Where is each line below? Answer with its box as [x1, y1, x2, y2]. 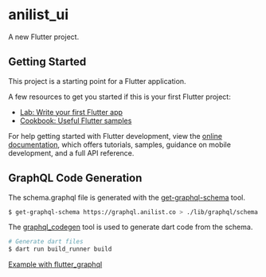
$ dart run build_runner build [8, 245, 112, 253]
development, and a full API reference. [8, 148, 135, 157]
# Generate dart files [8, 238, 84, 246]
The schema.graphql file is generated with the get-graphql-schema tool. [8, 192, 245, 202]
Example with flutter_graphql [8, 259, 103, 269]
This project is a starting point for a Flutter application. [8, 76, 186, 85]
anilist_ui [8, 6, 69, 24]
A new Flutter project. [8, 32, 80, 42]
